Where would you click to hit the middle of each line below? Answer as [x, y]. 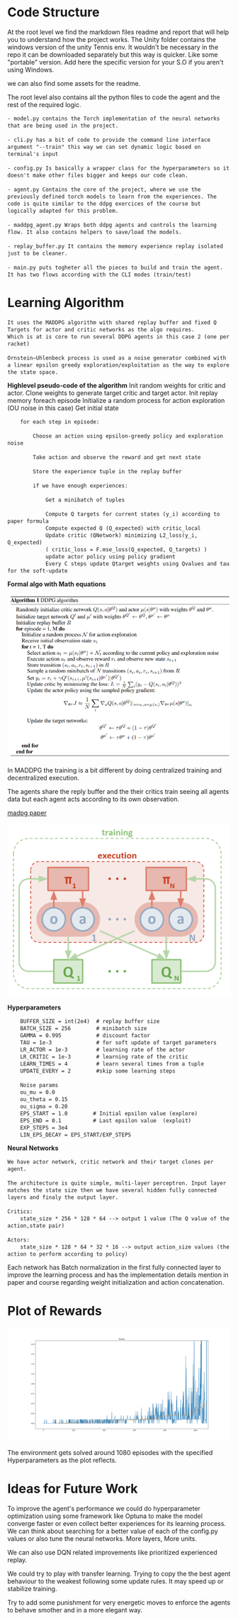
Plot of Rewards [55, 1311]
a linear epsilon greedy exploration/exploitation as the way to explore [119, 365]
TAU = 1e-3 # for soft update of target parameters [119, 1043]
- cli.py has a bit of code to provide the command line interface [109, 140]
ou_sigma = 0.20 [44, 1107]
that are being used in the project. [63, 126]
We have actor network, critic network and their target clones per [110, 1162]
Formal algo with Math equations [57, 584]
